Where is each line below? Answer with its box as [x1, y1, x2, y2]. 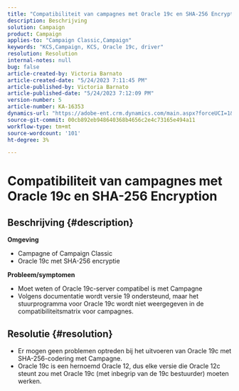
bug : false [7, 63, 40, 71]
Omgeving [7, 236, 39, 244]
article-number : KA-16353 [7, 103, 84, 110]
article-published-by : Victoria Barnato [7, 83, 129, 90]
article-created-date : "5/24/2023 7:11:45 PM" [7, 76, 148, 84]
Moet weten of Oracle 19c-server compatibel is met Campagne [17, 284, 203, 293]
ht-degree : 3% [7, 136, 50, 143]
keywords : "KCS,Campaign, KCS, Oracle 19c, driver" [7, 43, 164, 51]
